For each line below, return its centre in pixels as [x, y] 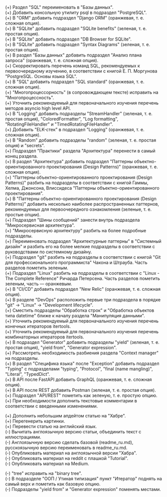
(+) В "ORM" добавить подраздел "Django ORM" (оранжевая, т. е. [75, 18]
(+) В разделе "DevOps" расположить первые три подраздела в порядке [83, 300]
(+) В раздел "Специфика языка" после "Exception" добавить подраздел [82, 363]
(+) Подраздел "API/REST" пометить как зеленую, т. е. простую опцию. [81, 395]
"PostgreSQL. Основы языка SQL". [41, 76]
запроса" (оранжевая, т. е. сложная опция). [52, 60]
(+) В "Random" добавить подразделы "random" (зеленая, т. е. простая [81, 140]
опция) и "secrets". [25, 145]
